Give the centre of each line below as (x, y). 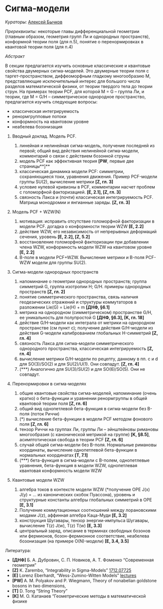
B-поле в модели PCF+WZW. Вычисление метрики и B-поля (82, 257)
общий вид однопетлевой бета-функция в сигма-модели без (83, 408)
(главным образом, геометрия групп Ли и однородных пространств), (77, 36)
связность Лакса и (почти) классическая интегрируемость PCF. (86, 197)
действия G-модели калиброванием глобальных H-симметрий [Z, (89, 333)
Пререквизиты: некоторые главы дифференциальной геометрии (72, 31)
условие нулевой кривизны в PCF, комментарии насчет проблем (87, 187)
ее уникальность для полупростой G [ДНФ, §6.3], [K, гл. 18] (82, 317)
